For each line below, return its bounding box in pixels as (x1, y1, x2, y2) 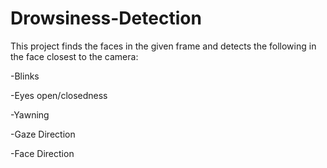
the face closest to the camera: (10, 50, 139, 62)
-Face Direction (10, 147, 75, 159)
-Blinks (10, 70, 40, 82)
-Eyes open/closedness (10, 89, 108, 101)
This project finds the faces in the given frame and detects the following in (10, 40, 317, 52)
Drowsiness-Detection (10, 7, 202, 30)
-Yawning (10, 108, 50, 121)
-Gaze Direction (10, 128, 76, 140)
